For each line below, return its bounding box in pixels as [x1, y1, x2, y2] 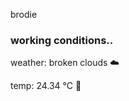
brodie [10, 9, 38, 20]
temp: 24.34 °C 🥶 [10, 80, 82, 92]
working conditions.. [10, 33, 114, 47]
